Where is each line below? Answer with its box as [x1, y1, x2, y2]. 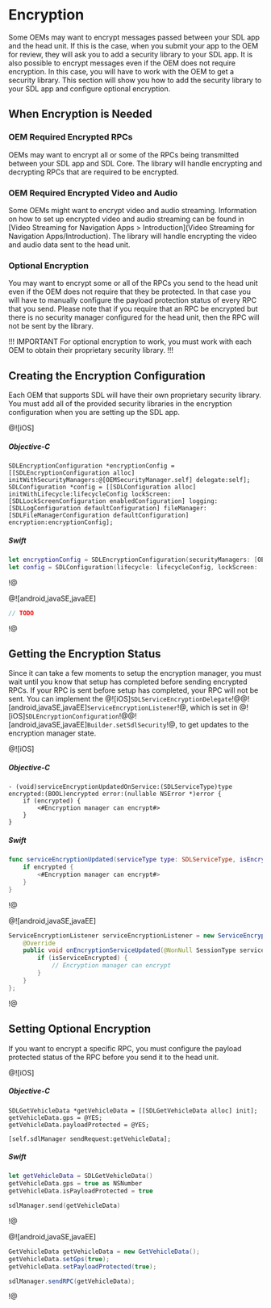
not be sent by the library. [8, 321, 94, 331]
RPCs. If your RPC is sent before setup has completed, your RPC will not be [8, 685, 259, 695]
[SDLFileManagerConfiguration [8, 511, 110, 519]
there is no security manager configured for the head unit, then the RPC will [8, 312, 260, 322]
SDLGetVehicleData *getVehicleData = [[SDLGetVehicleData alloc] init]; [8, 1106, 258, 1115]
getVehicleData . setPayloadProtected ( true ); [8, 1262, 157, 1271]
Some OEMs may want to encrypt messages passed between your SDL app [8, 32, 261, 42]
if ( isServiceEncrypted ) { [37, 954, 128, 962]
